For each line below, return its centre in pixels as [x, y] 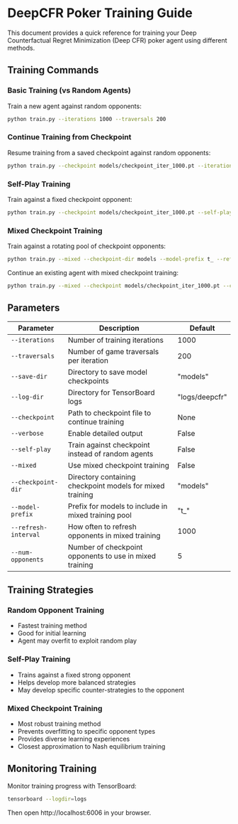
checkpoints [88, 380]
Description [119, 328]
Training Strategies [51, 590]
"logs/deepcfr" [202, 397]
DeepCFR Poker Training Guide [100, 13]
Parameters [34, 308]
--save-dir [29, 376]
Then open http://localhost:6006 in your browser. [79, 813]
